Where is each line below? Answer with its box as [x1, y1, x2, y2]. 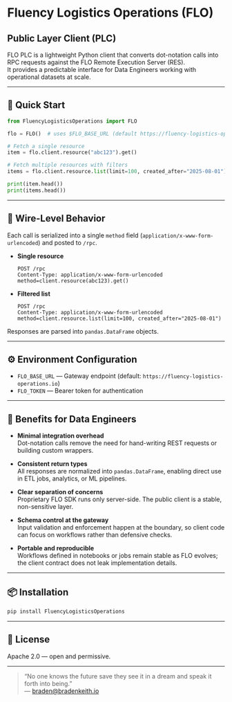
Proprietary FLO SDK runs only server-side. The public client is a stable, [17, 495, 222, 503]
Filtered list [17, 289, 50, 298]
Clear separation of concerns [17, 488, 104, 496]
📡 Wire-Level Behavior [7, 213, 106, 224]
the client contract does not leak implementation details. [17, 559, 177, 567]
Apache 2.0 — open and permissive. [7, 652, 111, 660]
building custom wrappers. [17, 447, 94, 455]
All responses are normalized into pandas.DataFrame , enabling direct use [17, 467, 222, 476]
